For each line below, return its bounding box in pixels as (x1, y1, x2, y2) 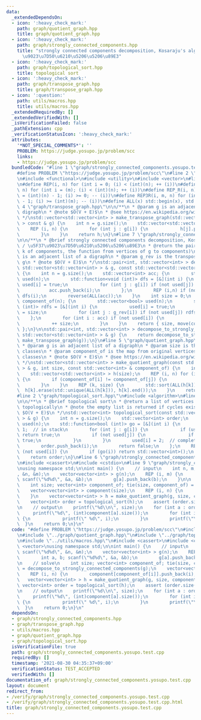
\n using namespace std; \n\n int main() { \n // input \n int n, (17, 465, 188, 471)
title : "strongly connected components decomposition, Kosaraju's (17, 48, 186, 54)
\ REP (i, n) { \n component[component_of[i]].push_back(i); (17, 571, 197, 577)
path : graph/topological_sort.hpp (17, 64, 103, 71)
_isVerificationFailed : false (11, 120, 87, 126)
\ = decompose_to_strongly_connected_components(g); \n (17, 565, 157, 572)
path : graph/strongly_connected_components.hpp (17, 43, 138, 49)
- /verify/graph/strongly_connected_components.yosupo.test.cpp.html (6, 699, 184, 706)
